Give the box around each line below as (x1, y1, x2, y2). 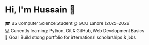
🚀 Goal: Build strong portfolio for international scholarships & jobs (5, 34, 136, 40)
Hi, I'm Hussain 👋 (5, 4, 75, 15)
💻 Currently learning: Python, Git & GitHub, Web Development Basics (5, 27, 145, 33)
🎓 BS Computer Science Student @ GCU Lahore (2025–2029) (5, 20, 131, 26)
